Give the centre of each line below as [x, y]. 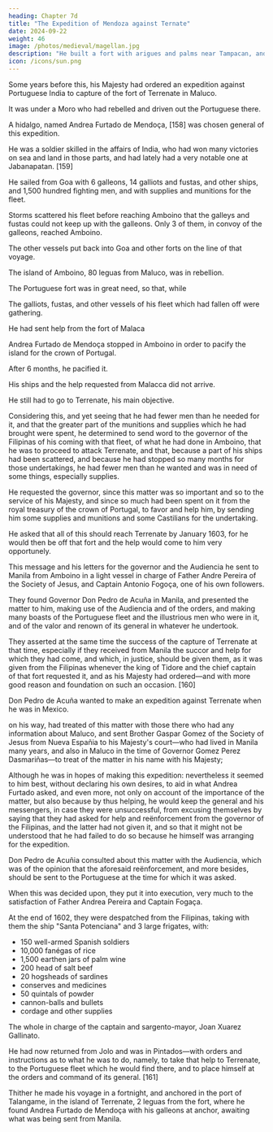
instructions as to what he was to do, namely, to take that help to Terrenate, [134, 1060]
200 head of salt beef [56, 968]
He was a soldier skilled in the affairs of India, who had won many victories [133, 149]
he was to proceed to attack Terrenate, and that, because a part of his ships [135, 450]
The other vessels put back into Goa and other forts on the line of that [125, 248]
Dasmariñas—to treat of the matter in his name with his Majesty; [116, 759]
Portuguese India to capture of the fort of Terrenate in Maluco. [113, 93]
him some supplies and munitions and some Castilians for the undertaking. [133, 518]
